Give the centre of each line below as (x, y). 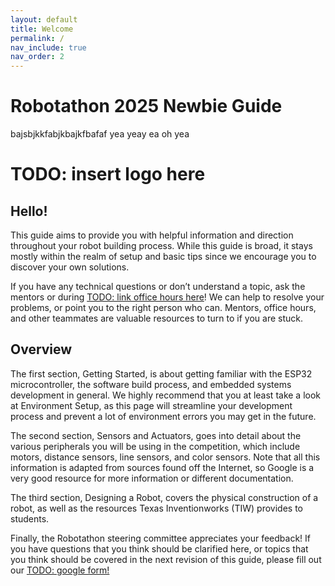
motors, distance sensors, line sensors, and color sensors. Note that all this (165, 457)
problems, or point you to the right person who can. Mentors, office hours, (163, 308)
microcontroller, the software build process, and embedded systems (151, 384)
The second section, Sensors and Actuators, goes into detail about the (156, 435)
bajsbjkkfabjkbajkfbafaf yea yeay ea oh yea (100, 134)
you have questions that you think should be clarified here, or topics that (159, 548)
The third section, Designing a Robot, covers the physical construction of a (164, 497)
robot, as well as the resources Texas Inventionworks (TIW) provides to (157, 508)
